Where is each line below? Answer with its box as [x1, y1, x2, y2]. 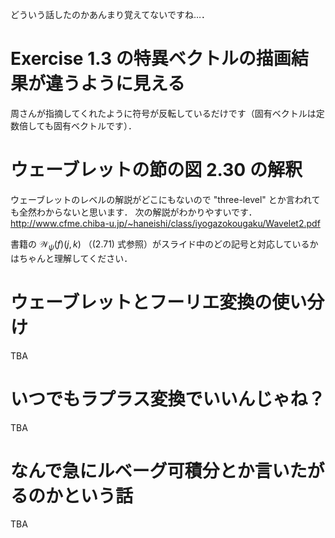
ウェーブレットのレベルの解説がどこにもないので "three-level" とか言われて [10, 193, 321, 205]
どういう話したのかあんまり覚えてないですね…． [10, 9, 210, 20]
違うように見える [45, 73, 186, 95]
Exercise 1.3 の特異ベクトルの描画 [10, 48, 292, 70]
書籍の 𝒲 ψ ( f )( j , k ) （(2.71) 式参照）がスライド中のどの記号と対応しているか [10, 238, 319, 252]
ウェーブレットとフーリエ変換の [10, 291, 273, 313]
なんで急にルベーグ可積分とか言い [10, 459, 290, 482]
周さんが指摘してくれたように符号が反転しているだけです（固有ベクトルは [10, 107, 317, 119]
